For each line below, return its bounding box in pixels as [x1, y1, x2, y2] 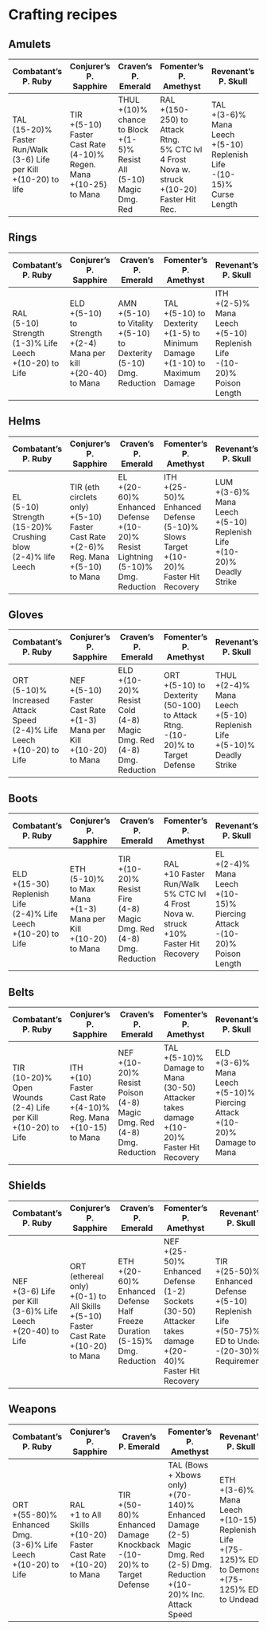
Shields [8, 1179, 46, 1193]
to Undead [219, 1593, 259, 1605]
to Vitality [118, 317, 153, 328]
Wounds [12, 1092, 44, 1103]
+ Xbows [168, 1469, 201, 1480]
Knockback [118, 1539, 161, 1550]
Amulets [8, 37, 52, 51]
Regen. [69, 159, 97, 170]
